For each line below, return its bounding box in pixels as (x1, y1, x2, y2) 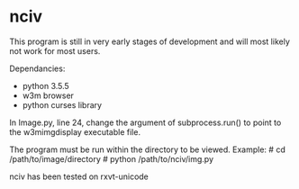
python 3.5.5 (22, 80, 69, 91)
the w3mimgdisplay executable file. (9, 126, 141, 137)
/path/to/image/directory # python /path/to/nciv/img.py (9, 153, 214, 164)
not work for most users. (9, 45, 101, 56)
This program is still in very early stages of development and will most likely (9, 36, 291, 47)
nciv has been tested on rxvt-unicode (9, 171, 149, 182)
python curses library (22, 99, 102, 110)
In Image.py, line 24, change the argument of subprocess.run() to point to (9, 117, 282, 128)
